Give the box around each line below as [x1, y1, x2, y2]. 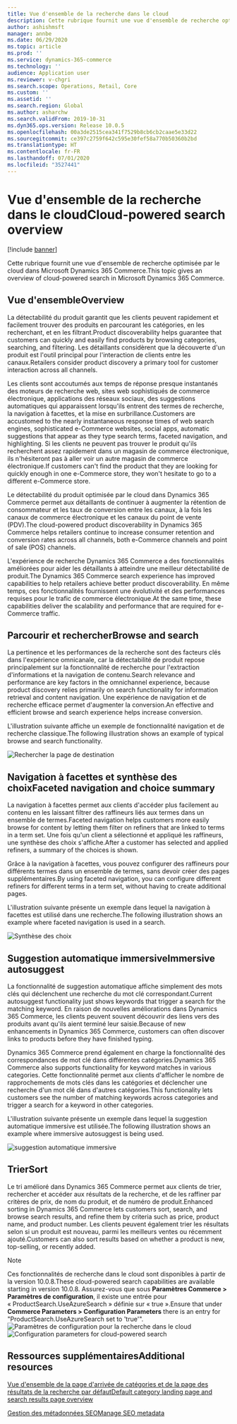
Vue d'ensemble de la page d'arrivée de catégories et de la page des [7, 1380, 209, 1388]
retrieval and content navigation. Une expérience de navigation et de [7, 693, 207, 702]
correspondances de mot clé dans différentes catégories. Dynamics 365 [7, 1055, 217, 1064]
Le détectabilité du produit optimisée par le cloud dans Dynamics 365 [7, 490, 209, 498]
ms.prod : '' [7, 50, 42, 57]
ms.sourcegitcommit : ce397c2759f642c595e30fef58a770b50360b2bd [7, 135, 197, 142]
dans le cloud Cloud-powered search [7, 206, 226, 222]
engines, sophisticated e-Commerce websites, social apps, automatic [7, 424, 210, 433]
